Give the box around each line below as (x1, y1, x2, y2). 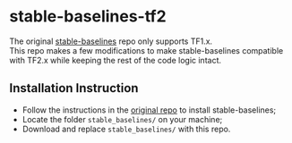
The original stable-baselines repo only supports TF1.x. (9, 36, 213, 46)
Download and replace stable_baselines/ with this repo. (21, 123, 231, 134)
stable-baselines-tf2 (9, 6, 167, 27)
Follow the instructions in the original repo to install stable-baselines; (21, 105, 277, 115)
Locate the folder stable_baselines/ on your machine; (21, 114, 223, 124)
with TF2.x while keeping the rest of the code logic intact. (9, 55, 222, 65)
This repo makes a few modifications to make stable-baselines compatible (9, 45, 284, 55)
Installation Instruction (9, 80, 139, 96)
